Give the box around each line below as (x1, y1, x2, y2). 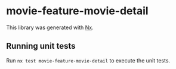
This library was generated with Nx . (6, 24, 94, 31)
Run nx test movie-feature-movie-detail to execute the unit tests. (6, 57, 171, 64)
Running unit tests (6, 41, 76, 51)
